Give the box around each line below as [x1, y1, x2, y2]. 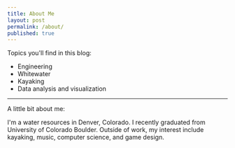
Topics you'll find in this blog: [7, 49, 92, 57]
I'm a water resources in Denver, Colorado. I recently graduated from [7, 118, 206, 126]
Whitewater [17, 70, 51, 78]
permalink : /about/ [7, 23, 64, 30]
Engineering [17, 62, 52, 71]
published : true [7, 29, 55, 37]
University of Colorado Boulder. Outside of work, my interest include [7, 126, 204, 134]
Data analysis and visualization [17, 84, 107, 93]
